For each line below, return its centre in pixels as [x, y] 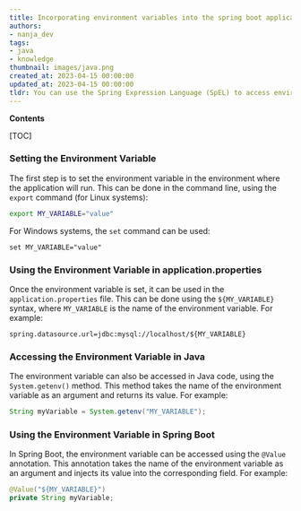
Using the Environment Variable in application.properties [136, 270]
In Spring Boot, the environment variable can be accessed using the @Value [148, 455]
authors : [26, 26]
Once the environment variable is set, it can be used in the [117, 289]
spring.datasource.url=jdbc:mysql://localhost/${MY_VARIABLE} [128, 334]
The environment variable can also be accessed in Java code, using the [142, 377]
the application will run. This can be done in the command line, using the [143, 187]
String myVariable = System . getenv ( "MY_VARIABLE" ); [107, 412]
